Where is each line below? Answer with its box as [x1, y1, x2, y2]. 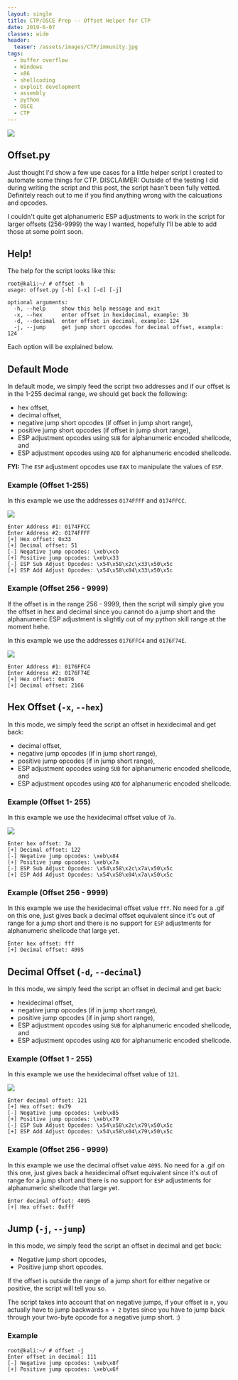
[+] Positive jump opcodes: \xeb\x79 [7, 1116, 119, 1123]
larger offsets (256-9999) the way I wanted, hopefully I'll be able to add [7, 220, 217, 228]
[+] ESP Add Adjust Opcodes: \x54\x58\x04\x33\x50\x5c [7, 567, 173, 574]
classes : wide [7, 30, 50, 38]
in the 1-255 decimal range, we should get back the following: [7, 390, 188, 398]
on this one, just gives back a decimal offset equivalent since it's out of [7, 911, 215, 920]
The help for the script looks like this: [7, 267, 116, 275]
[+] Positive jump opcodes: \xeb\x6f [7, 1366, 119, 1373]
